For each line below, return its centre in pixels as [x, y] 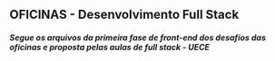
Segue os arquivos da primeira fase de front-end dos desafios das [137, 37]
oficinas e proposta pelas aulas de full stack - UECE [110, 47]
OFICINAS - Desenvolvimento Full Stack [124, 15]
